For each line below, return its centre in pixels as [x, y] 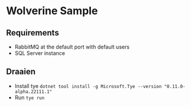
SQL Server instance [40, 53]
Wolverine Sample [52, 11]
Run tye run [30, 97]
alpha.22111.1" [33, 92]
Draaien [21, 72]
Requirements [33, 33]
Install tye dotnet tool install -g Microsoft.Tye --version [88, 86]
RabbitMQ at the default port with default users [72, 47]
